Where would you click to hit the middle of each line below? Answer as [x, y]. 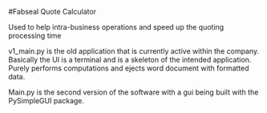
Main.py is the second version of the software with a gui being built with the [133, 92]
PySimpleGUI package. [47, 101]
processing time [35, 36]
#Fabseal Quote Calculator [53, 12]
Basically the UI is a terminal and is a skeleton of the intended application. [130, 60]
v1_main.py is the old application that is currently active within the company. [134, 51]
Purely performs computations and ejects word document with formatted [129, 68]
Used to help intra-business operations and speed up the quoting [116, 27]
